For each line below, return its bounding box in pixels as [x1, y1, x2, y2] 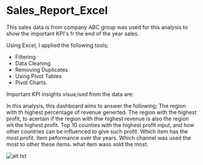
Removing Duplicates [14, 66, 68, 73]
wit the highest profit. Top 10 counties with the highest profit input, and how [6, 121, 195, 128]
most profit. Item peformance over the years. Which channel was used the [6, 134, 192, 142]
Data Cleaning [14, 60, 51, 67]
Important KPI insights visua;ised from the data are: [6, 90, 134, 98]
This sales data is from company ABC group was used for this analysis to [6, 23, 188, 31]
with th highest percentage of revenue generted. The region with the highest [6, 108, 197, 116]
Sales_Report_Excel [6, 4, 108, 17]
